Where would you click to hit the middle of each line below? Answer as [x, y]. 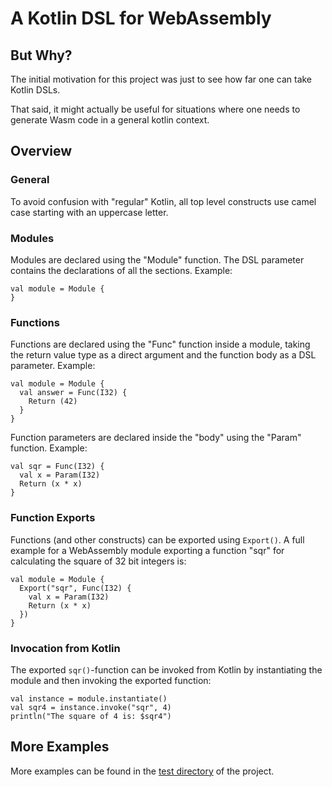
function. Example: [49, 448]
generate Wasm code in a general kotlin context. [110, 120]
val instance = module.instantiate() [89, 698]
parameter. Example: [53, 366]
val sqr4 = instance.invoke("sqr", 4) [91, 707]
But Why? [41, 55]
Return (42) [53, 402]
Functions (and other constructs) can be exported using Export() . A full [157, 539]
